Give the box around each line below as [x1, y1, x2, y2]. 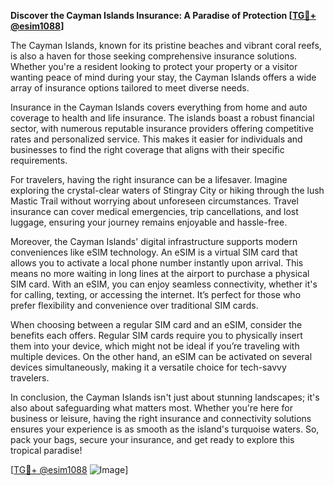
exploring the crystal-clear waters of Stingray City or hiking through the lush [10, 185, 325, 196]
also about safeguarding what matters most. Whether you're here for [10, 402, 294, 414]
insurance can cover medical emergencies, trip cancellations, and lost [10, 206, 299, 217]
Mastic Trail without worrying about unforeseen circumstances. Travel [10, 195, 299, 207]
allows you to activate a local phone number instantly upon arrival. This [10, 257, 304, 269]
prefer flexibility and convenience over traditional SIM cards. [10, 300, 259, 311]
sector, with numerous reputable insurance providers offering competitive [10, 123, 314, 134]
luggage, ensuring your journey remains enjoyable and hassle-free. [10, 216, 288, 228]
